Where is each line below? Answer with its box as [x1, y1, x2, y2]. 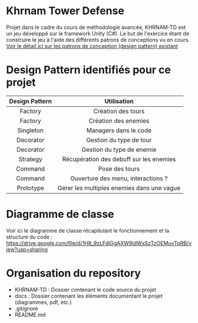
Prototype [16, 184, 44, 192]
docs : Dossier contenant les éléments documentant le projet [14, 292, 163, 299]
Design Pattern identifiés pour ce [6, 63, 171, 77]
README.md [14, 311, 46, 318]
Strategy [18, 155, 42, 163]
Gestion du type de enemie [81, 145, 157, 154]
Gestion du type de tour [86, 136, 152, 144]
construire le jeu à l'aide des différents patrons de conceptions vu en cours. [6, 36, 190, 43]
